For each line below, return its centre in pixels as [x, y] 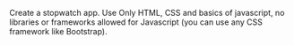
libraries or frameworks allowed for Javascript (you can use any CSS [136, 22]
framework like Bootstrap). [58, 31]
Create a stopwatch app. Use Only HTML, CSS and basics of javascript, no [147, 13]
